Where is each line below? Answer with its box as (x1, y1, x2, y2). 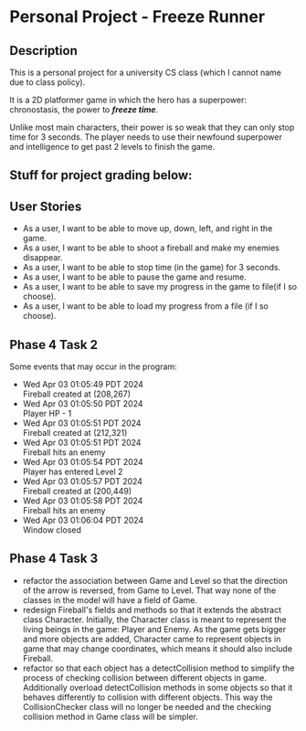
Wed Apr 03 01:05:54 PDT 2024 (22, 457, 143, 468)
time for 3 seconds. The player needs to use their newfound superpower (9, 132, 283, 143)
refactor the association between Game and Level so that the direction (22, 575, 288, 586)
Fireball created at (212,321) (22, 428, 128, 439)
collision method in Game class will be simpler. (22, 711, 199, 722)
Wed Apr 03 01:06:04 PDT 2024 (22, 514, 144, 526)
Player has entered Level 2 (22, 466, 123, 477)
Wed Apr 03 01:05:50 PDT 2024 (22, 398, 143, 409)
